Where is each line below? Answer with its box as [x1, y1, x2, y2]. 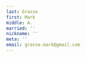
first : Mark [6, 14, 35, 20]
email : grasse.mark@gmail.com [6, 42, 81, 48]
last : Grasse [6, 8, 38, 15]
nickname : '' [6, 31, 38, 37]
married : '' [6, 25, 35, 31]
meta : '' [6, 36, 28, 42]
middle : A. [6, 20, 33, 26]
